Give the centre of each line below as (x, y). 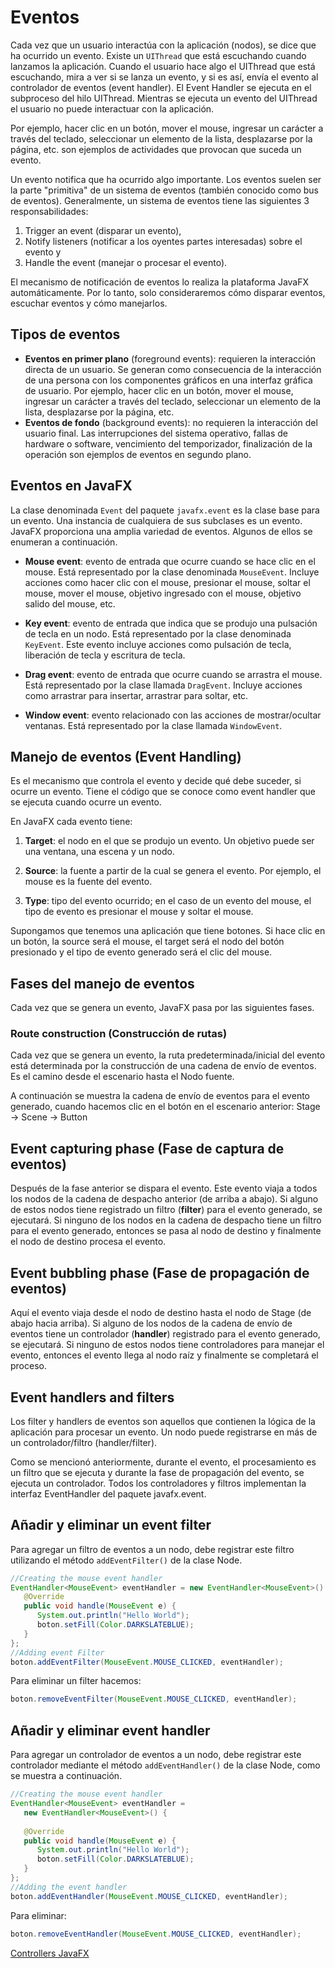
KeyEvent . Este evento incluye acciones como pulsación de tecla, (158, 644)
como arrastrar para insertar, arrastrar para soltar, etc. (136, 695)
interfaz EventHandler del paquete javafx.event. (108, 1493)
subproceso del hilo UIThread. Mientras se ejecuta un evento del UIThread (164, 98)
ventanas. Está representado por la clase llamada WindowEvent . (153, 725)
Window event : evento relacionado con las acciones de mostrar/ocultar (173, 715)
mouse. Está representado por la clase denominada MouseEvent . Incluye (172, 572)
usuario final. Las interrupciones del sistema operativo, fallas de (156, 433)
